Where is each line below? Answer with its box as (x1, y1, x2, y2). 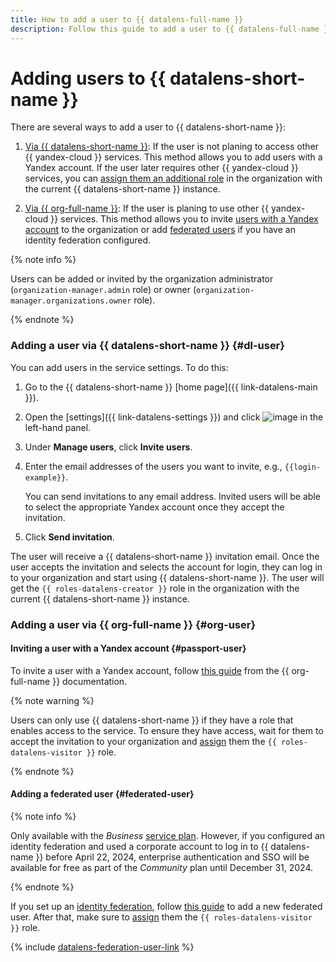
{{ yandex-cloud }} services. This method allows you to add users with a (24, 151, 323, 163)
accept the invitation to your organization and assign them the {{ (10, 735, 277, 747)
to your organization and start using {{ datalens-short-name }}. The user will (10, 571, 325, 583)
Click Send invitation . (24, 531, 115, 543)
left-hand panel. (24, 421, 92, 433)
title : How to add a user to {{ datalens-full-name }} (10, 14, 244, 25)
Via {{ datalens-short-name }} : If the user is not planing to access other (24, 141, 320, 153)
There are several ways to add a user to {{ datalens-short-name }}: (10, 121, 286, 133)
